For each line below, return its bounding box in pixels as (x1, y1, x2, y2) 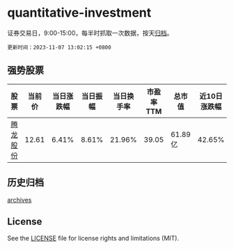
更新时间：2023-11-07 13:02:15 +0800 (7, 44, 111, 51)
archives (7, 195, 32, 204)
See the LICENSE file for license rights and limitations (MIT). (7, 234, 180, 243)
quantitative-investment (7, 5, 152, 21)
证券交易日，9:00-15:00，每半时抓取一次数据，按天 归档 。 (7, 29, 173, 37)
